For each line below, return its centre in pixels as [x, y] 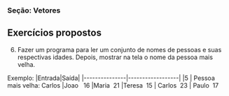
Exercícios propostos [54, 33]
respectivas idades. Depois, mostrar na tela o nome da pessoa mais [115, 57]
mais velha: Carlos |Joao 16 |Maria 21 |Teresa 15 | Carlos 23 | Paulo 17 [113, 85]
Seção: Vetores [34, 10]
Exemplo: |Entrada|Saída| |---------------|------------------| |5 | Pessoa [111, 78]
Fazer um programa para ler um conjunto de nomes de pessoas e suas [119, 49]
